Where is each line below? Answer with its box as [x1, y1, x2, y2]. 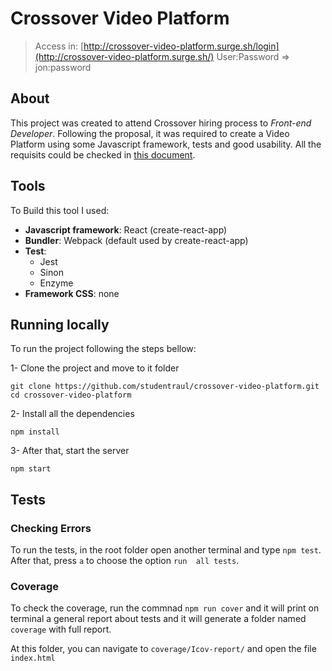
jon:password [34, 61, 92, 73]
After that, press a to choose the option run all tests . [10, 555, 240, 567]
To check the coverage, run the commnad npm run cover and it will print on [10, 602, 320, 614]
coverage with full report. [10, 623, 112, 636]
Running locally [10, 316, 110, 333]
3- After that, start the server [10, 445, 130, 457]
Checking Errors [10, 521, 92, 535]
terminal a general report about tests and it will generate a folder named [10, 613, 307, 625]
